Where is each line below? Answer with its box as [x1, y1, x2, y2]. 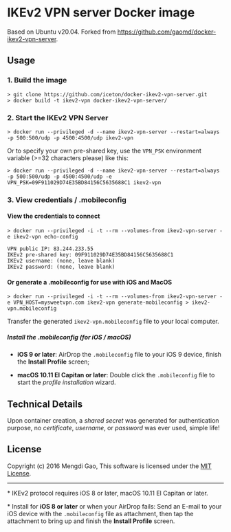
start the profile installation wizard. [16, 378, 116, 386]
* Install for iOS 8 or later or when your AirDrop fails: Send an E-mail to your [7, 502, 222, 510]
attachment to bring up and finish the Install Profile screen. [7, 517, 175, 525]
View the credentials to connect [7, 212, 100, 221]
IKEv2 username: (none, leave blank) [7, 258, 115, 265]
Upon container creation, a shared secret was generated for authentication [7, 417, 219, 425]
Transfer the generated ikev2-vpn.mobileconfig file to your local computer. [7, 318, 219, 326]
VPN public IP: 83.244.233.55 [7, 245, 94, 252]
